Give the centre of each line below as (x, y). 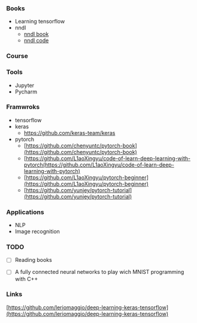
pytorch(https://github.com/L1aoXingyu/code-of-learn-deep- (99, 164)
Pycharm (26, 92)
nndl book (36, 34)
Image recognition (37, 231)
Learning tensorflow (40, 22)
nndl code (36, 41)
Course (17, 56)
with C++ (26, 279)
